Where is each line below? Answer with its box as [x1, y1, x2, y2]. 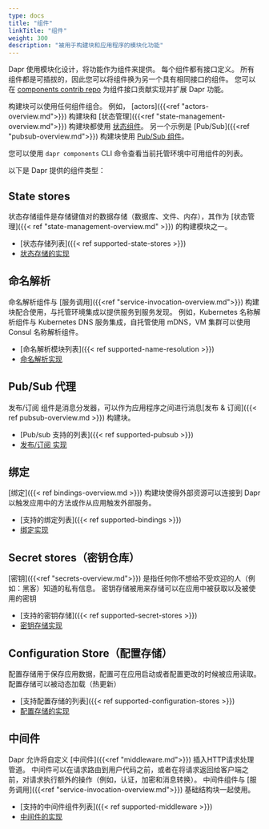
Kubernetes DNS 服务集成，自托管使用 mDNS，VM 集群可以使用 [38, 317, 251, 327]
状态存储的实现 [19, 248, 70, 258]
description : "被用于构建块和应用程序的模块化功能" [8, 42, 164, 50]
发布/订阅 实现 [19, 440, 67, 449]
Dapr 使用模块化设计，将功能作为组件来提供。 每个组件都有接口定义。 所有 [8, 65, 255, 74]
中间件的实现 [19, 811, 62, 821]
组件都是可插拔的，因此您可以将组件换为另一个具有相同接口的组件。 [8, 74, 233, 84]
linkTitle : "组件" [8, 26, 67, 34]
